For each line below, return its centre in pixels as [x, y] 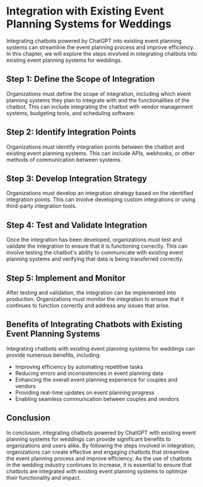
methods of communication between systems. [64, 159]
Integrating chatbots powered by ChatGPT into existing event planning [94, 41]
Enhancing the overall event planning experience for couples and [96, 379]
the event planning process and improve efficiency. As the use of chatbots [99, 458]
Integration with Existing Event [85, 11]
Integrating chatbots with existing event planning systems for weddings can [101, 348]
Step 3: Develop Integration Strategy [77, 178]
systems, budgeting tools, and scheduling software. [71, 113]
